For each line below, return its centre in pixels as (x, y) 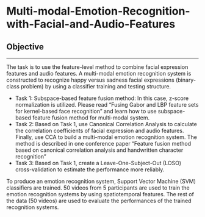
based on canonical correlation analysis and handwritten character (99, 150)
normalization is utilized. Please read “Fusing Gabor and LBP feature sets (107, 105)
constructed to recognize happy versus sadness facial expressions (91, 80)
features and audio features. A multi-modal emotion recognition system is (99, 73)
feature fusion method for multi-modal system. (91, 118)
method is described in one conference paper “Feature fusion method (103, 144)
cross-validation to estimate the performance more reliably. (90, 169)
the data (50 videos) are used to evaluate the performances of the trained (99, 201)
